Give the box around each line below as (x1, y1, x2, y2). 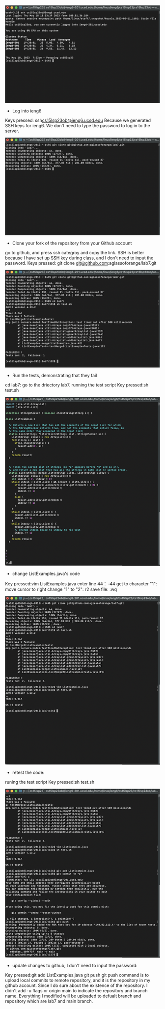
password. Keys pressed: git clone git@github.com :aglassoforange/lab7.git (5, 260, 157, 266)
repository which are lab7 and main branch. (5, 998, 93, 1004)
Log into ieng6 (12, 108, 42, 113)
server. (5, 128, 20, 134)
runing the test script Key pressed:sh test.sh (5, 779, 95, 785)
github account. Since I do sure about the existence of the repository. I (5, 982, 148, 988)
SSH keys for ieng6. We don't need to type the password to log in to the (5, 122, 151, 128)
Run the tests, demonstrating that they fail (12, 372, 97, 378)
